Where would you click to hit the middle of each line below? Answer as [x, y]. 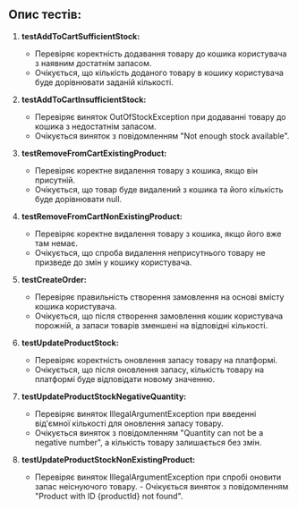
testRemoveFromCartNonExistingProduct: [102, 216]
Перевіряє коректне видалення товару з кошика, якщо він [146, 170]
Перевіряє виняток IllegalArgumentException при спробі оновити [158, 477]
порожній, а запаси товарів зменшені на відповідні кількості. [151, 325]
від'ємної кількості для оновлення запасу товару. [129, 423]
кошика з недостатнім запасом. [96, 126]
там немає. [56, 243]
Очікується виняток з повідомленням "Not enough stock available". [162, 136]
